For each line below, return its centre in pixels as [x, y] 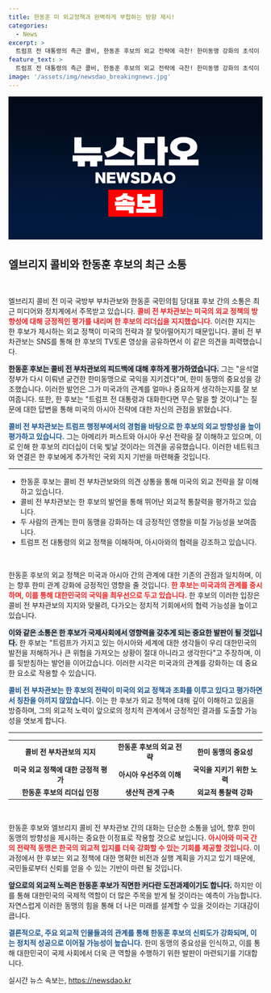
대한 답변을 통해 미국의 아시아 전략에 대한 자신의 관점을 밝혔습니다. [127, 409]
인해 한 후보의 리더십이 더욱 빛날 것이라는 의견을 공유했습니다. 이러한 [124, 447]
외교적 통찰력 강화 [225, 792]
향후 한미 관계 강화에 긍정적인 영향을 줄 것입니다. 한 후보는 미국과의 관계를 [132, 585]
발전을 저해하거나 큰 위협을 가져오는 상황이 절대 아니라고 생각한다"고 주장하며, [130, 653]
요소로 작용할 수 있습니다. [56, 673]
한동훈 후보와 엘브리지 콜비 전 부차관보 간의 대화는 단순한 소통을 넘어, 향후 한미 [132, 827]
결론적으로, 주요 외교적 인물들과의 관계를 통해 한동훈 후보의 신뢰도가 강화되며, [129, 932]
